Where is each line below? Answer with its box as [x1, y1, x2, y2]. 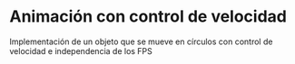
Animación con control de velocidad [9, 6, 288, 27]
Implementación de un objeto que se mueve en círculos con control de [9, 36, 273, 47]
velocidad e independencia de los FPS [9, 45, 152, 56]
